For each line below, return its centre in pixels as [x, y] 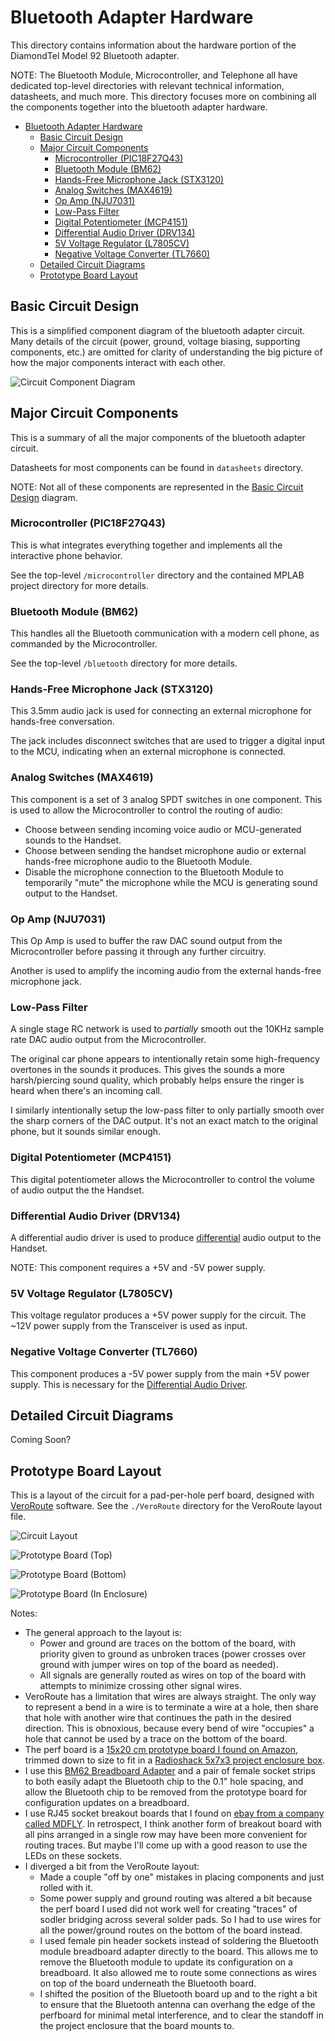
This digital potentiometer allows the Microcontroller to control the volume [162, 1179]
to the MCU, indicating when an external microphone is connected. [148, 752]
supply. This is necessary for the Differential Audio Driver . [129, 1384]
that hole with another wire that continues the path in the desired [158, 1718]
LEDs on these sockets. [73, 1856]
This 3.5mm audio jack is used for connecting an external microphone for [161, 711]
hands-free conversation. [62, 722]
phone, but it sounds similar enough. [86, 1132]
